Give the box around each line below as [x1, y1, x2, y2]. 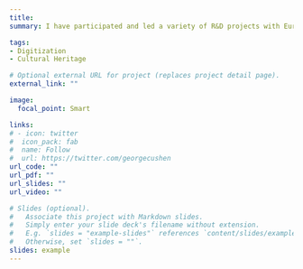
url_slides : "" [9, 179, 67, 188]
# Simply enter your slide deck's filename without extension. [9, 220, 260, 230]
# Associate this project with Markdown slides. [9, 212, 204, 221]
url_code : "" [9, 162, 59, 172]
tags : [9, 38, 30, 47]
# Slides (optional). [9, 204, 91, 213]
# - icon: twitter [9, 128, 78, 138]
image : [9, 96, 34, 105]
